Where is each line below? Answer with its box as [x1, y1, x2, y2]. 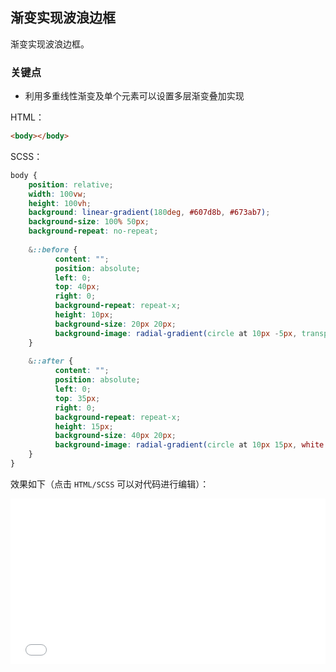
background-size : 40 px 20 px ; [54, 431, 177, 441]
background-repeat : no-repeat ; [28, 226, 159, 237]
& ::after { [28, 356, 74, 367]
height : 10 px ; [54, 310, 114, 320]
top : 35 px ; [54, 393, 101, 403]
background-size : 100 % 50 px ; [28, 217, 150, 227]
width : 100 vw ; [28, 189, 87, 199]
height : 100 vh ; [28, 198, 92, 208]
